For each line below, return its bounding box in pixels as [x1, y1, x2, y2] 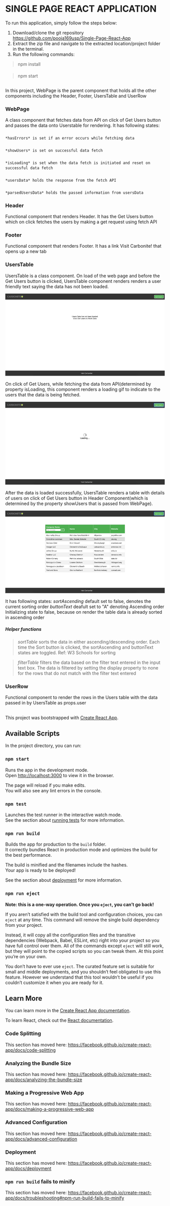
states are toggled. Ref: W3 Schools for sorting [17, 649, 116, 655]
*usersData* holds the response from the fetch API [5, 178, 116, 183]
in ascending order [5, 615, 45, 620]
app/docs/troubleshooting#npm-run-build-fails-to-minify [5, 1195, 124, 1201]
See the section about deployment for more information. [5, 877, 122, 883]
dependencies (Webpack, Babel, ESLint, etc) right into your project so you [5, 937, 160, 943]
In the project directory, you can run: [5, 743, 81, 749]
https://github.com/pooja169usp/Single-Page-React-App [12, 35, 131, 41]
